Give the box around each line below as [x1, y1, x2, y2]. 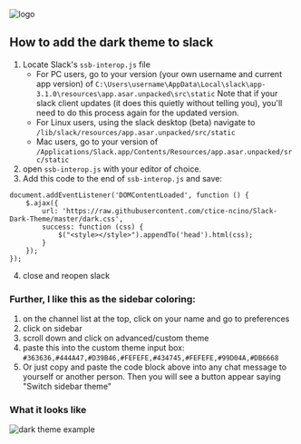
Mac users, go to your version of [35, 136, 159, 147]
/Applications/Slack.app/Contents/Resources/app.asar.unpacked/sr [35, 147, 293, 156]
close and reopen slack [22, 270, 111, 281]
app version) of [35, 78, 93, 89]
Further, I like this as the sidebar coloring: [9, 292, 197, 305]
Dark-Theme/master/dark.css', [9, 214, 124, 223]
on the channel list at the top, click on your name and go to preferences [22, 313, 290, 324]
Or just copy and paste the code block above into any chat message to [22, 361, 287, 372]
